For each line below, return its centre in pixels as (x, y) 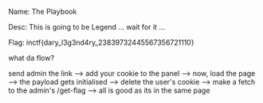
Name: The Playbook (43, 12)
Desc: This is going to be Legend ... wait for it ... (87, 27)
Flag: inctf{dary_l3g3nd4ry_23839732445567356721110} (101, 42)
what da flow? (31, 58)
